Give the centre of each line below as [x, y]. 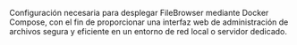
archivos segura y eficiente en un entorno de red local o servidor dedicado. [148, 31]
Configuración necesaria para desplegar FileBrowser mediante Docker [139, 13]
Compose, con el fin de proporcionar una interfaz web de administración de [149, 22]
